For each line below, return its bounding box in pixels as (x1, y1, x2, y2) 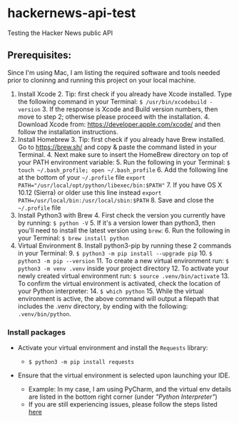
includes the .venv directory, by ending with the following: (17, 302, 188, 310)
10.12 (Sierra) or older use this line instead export (17, 188, 162, 197)
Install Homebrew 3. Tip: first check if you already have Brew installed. (17, 135, 225, 143)
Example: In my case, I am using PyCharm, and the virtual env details (28, 385, 232, 394)
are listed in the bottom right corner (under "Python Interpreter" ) (28, 392, 218, 401)
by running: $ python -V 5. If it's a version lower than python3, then (17, 218, 215, 227)
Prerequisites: (7, 49, 71, 61)
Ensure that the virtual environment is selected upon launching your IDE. (17, 371, 230, 379)
